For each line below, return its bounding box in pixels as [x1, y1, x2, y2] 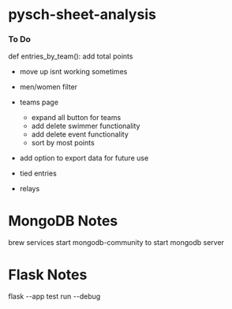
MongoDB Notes [8, 212, 118, 230]
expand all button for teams [31, 113, 122, 122]
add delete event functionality [31, 130, 129, 139]
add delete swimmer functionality [31, 121, 140, 131]
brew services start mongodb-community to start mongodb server [8, 238, 225, 247]
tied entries [19, 168, 57, 179]
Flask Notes [8, 266, 88, 284]
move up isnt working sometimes [19, 67, 128, 77]
